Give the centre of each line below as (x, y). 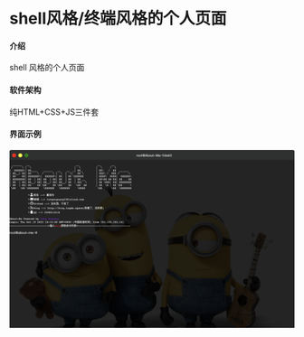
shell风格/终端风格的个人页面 (118, 19)
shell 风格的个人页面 (47, 68)
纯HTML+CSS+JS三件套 (54, 112)
